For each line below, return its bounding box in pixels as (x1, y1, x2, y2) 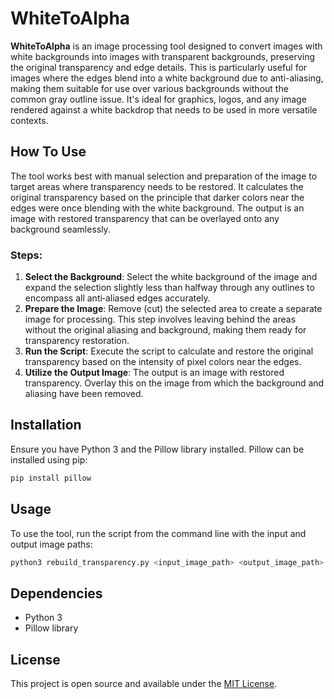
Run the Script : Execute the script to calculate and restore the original (24, 345, 314, 357)
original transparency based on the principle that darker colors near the (10, 191, 305, 203)
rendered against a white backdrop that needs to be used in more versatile (10, 103, 318, 116)
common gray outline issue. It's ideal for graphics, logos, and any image (10, 93, 307, 105)
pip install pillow (10, 473, 92, 483)
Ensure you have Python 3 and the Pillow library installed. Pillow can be (10, 443, 305, 455)
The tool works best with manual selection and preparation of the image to (10, 170, 318, 182)
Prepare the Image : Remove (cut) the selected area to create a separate (24, 303, 323, 315)
